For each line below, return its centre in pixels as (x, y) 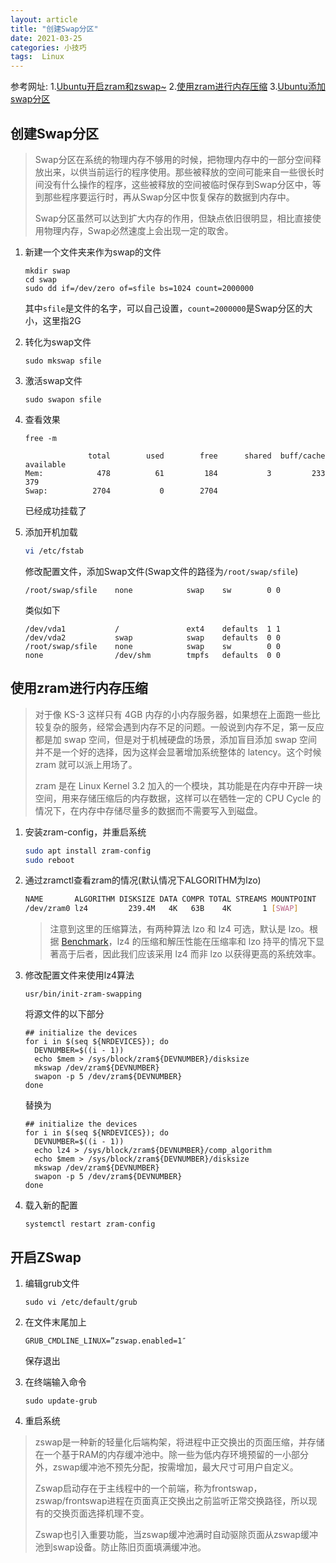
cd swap (40, 279)
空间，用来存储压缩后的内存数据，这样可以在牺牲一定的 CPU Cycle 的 (178, 798)
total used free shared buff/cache (207, 456)
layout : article (44, 19)
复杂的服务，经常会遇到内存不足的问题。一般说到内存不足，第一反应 (184, 727)
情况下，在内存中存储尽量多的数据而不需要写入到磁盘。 (148, 810)
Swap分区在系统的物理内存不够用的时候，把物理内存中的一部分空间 (173, 159)
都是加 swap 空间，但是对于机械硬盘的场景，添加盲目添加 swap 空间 (176, 739)
